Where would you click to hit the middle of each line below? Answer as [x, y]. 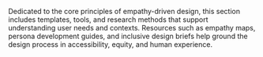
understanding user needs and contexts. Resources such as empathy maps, [132, 28]
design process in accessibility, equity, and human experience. [111, 45]
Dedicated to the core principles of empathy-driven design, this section [124, 11]
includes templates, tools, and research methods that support [108, 20]
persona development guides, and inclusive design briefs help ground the [128, 36]
